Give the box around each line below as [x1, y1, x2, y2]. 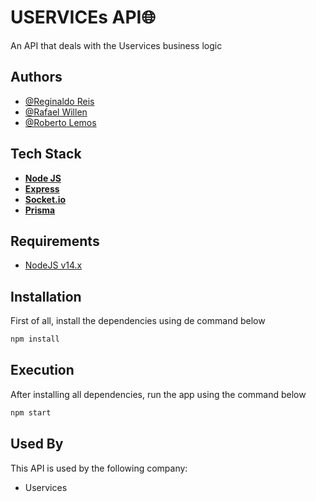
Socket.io [24, 193, 67, 205]
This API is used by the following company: [10, 462, 188, 474]
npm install [10, 334, 60, 345]
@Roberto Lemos [24, 116, 97, 128]
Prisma [24, 204, 56, 216]
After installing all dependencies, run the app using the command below [10, 388, 307, 400]
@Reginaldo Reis [24, 95, 95, 107]
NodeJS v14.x [24, 259, 83, 271]
